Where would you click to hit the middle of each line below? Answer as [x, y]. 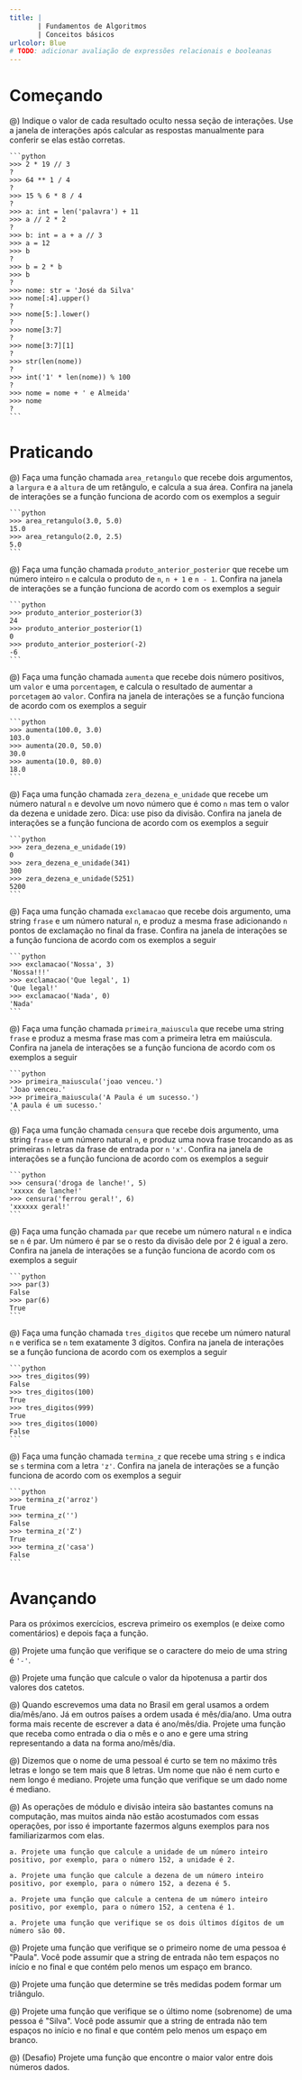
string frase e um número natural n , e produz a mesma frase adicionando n [149, 921]
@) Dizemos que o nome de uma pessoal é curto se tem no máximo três [143, 1760]
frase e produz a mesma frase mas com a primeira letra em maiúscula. [141, 1038]
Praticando [51, 453]
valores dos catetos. [47, 1687]
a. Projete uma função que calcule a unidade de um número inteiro [139, 1852]
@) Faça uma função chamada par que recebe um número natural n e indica [151, 1231]
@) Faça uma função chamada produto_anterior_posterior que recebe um [149, 569]
